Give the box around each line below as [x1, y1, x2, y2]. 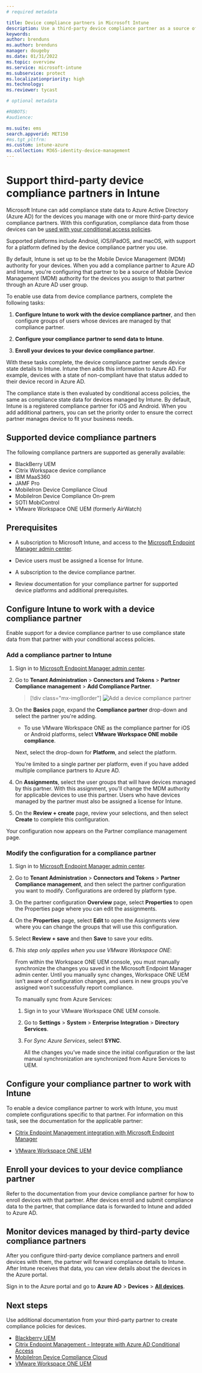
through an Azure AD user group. [6, 281, 88, 288]
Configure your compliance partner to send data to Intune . [14, 335, 164, 342]
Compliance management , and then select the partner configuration [14, 880, 186, 888]
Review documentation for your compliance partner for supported [14, 580, 179, 587]
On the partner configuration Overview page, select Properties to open [14, 898, 193, 906]
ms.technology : [6, 81, 44, 87]
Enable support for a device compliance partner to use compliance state [6, 630, 185, 637]
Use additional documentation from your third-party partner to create [6, 1316, 178, 1324]
